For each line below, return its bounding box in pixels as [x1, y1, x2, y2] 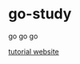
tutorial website [8, 46, 60, 56]
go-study [8, 5, 72, 23]
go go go [8, 31, 38, 41]
